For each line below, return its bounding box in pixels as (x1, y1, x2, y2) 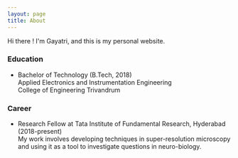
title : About (7, 17, 46, 24)
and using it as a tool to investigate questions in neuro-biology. (17, 142, 202, 151)
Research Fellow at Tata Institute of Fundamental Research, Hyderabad (17, 120, 226, 128)
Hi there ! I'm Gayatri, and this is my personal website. (7, 36, 166, 45)
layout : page (7, 10, 46, 18)
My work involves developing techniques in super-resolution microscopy (17, 135, 231, 143)
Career (7, 103, 32, 113)
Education (7, 54, 44, 64)
